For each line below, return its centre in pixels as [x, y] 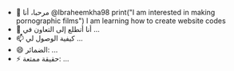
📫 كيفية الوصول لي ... [50, 38]
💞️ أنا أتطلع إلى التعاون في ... [58, 29]
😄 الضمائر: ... [37, 49]
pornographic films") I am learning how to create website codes [121, 21]
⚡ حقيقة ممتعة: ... [42, 59]
